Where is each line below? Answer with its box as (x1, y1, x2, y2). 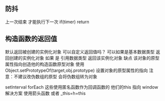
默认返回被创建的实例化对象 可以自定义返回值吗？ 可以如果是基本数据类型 (5, 49, 155, 54)
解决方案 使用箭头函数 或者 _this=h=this (5, 90, 86, 96)
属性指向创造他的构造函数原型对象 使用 (5, 61, 84, 67)
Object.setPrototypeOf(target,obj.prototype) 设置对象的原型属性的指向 (5, 67, 148, 73)
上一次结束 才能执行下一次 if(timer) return (5, 19, 90, 25)
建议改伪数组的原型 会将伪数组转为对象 (18, 73, 97, 79)
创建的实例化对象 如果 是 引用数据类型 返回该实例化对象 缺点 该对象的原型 (9, 55, 160, 61)
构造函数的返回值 (5, 35, 57, 43)
